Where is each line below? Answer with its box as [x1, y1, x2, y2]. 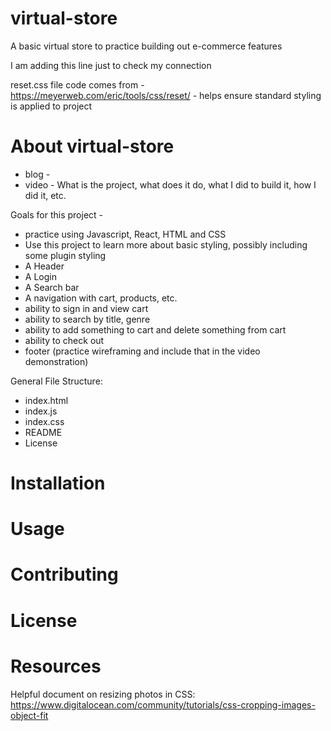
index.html [24, 394, 69, 406]
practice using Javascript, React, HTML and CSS [24, 228, 227, 240]
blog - [24, 168, 51, 180]
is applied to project [10, 100, 93, 112]
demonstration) [24, 355, 89, 367]
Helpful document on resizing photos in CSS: [10, 688, 196, 700]
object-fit [10, 709, 49, 721]
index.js [24, 405, 58, 417]
